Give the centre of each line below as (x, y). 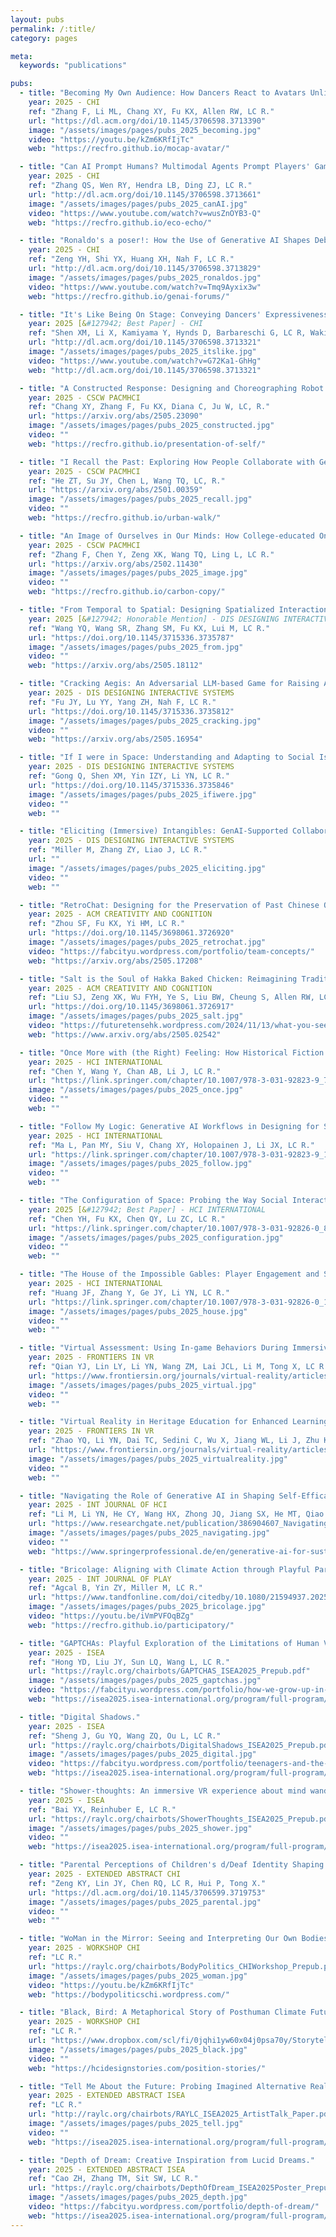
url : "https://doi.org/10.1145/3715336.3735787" (131, 637)
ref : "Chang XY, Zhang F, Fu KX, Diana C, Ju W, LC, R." (149, 407)
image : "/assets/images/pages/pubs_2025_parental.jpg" (145, 1902)
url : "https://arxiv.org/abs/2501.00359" (115, 490)
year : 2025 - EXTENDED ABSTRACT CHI (105, 1874)
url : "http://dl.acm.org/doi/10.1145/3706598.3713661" (145, 194)
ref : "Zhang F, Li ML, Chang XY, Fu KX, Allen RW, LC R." (151, 111)
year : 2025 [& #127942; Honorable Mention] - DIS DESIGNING (154, 619)
